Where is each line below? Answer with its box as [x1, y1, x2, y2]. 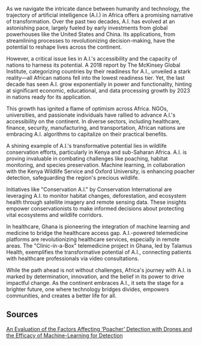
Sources [6, 310, 38, 320]
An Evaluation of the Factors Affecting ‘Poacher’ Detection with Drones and [6, 325, 193, 332]
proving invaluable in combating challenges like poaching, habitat [6, 155, 168, 162]
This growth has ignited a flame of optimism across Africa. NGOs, [6, 105, 169, 112]
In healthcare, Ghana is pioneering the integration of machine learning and [6, 223, 190, 230]
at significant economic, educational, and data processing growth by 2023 [6, 87, 190, 94]
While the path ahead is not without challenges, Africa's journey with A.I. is [6, 267, 191, 273]
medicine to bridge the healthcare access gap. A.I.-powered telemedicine [6, 230, 188, 236]
